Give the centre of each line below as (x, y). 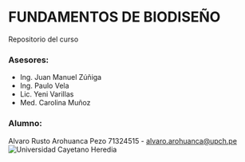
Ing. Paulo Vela (44, 86)
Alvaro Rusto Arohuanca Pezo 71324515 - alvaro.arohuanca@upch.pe (123, 140)
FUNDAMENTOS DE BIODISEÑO (115, 17)
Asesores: (29, 60)
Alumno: (25, 124)
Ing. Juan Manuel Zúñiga (61, 77)
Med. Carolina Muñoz (55, 103)
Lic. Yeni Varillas (47, 94)
